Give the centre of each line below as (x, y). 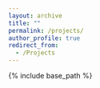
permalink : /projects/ (46, 30)
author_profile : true (44, 38)
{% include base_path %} (50, 76)
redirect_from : (34, 46)
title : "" (25, 23)
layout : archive (35, 16)
